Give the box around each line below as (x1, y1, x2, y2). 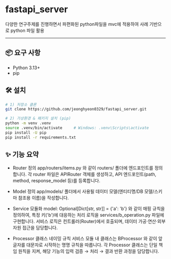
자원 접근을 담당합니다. (12, 224, 58, 231)
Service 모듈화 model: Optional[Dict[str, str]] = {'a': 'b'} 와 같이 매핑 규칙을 (12, 205, 165, 212)
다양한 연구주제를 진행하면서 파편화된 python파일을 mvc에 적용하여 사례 (5, 21, 149, 27)
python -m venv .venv (5, 121, 51, 126)
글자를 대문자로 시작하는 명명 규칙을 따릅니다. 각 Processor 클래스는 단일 (12, 242, 158, 248)
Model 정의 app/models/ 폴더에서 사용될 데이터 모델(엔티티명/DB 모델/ (12, 188, 154, 194)
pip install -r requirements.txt (5, 135, 76, 140)
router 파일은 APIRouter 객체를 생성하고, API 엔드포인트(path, (33, 171, 157, 177)
